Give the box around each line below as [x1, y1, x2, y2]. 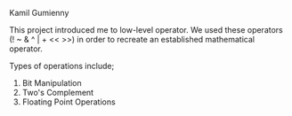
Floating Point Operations [21, 97, 116, 107]
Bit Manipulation [21, 78, 82, 88]
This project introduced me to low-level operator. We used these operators [9, 25, 283, 35]
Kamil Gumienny [9, 8, 69, 18]
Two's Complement [21, 88, 94, 97]
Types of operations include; [9, 61, 115, 71]
